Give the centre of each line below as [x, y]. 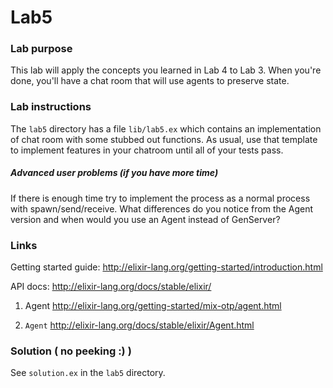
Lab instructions [51, 107]
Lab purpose [41, 49]
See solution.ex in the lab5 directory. [88, 373]
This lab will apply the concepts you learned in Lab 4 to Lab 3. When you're [166, 70]
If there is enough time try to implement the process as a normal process [160, 198]
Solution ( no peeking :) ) [71, 351]
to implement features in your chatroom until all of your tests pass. [147, 150]
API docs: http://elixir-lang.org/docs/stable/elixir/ [111, 287]
